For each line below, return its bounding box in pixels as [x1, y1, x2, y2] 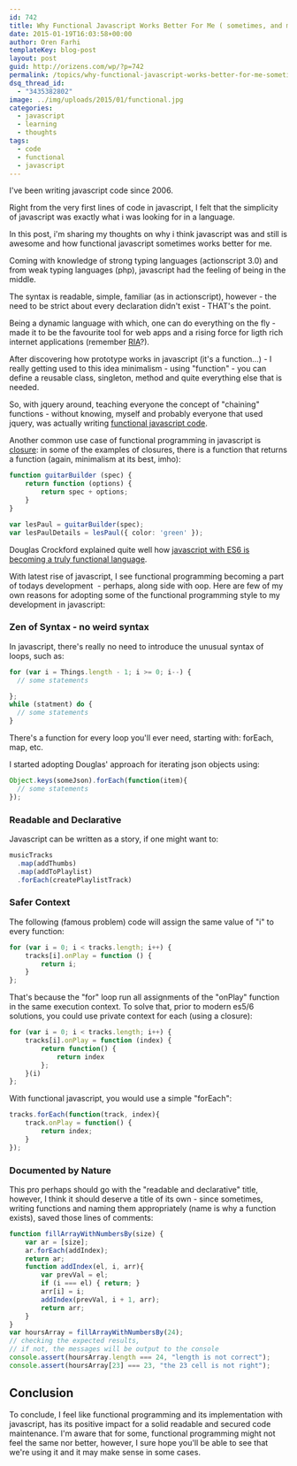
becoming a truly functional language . [9, 554, 148, 564]
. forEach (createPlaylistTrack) [17, 875, 133, 885]
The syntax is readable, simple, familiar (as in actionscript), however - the [9, 291, 277, 302]
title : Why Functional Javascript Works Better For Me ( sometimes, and [9, 21, 283, 30]
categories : [9, 104, 53, 112]
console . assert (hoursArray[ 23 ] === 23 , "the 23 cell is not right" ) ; [9, 1361, 271, 1370]
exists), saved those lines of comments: [9, 1212, 154, 1223]
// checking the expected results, [9, 1337, 141, 1346]
